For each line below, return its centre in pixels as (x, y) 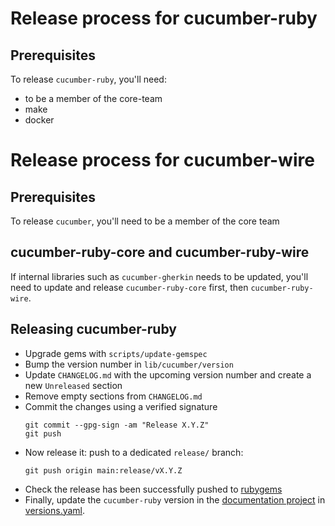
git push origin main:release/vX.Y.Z (103, 470)
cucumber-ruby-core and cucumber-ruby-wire (160, 252)
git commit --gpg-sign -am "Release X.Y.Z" (117, 425)
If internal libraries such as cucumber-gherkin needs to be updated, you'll (159, 276)
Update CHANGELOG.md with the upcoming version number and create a (168, 374)
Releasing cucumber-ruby (93, 329)
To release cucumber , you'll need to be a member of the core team (145, 221)
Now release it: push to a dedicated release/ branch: (134, 452)
